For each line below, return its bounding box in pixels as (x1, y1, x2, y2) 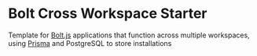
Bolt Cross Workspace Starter (8, 5, 207, 23)
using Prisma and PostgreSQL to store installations (8, 38, 172, 47)
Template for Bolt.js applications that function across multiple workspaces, (8, 30, 250, 40)
